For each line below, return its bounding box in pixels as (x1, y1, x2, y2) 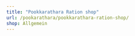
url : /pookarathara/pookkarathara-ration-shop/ (6, 15, 130, 21)
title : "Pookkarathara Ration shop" (6, 9, 99, 15)
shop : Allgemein (6, 20, 47, 26)
